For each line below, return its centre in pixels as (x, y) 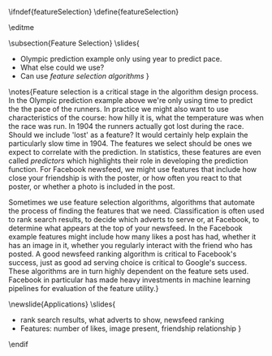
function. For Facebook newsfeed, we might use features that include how (133, 169)
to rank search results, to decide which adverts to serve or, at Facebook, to (134, 219)
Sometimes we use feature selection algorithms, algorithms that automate (132, 202)
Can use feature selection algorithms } (84, 76)
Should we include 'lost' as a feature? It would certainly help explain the (128, 135)
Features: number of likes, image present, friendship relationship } (131, 328)
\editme (22, 27)
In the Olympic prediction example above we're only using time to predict (131, 100)
